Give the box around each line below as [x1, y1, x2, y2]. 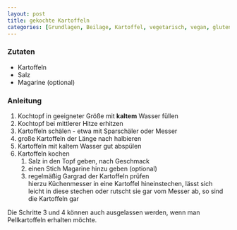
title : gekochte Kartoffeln [7, 17, 90, 24]
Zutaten [7, 47, 35, 57]
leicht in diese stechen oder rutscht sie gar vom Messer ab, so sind [28, 187, 224, 195]
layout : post [7, 10, 46, 18]
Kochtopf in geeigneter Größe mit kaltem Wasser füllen [17, 111, 178, 120]
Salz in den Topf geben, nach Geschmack [28, 156, 150, 165]
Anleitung [7, 96, 42, 105]
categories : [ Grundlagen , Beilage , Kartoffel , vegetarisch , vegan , [7, 23, 210, 30]
